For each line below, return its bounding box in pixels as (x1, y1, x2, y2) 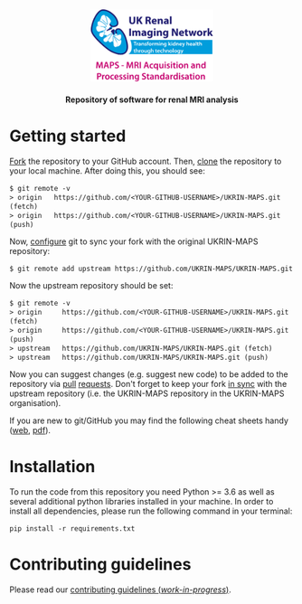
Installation (9, 456, 96, 477)
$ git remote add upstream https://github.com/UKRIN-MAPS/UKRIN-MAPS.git (9, 264, 294, 273)
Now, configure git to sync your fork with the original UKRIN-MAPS (9, 236, 259, 247)
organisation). (9, 397, 61, 408)
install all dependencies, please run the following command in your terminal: (9, 505, 293, 516)
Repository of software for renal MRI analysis (65, 94, 239, 105)
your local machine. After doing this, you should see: (9, 165, 205, 176)
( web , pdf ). (9, 424, 52, 435)
